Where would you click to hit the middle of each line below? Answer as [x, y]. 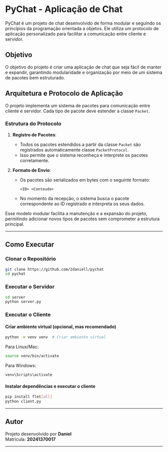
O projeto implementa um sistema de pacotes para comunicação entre [78, 105]
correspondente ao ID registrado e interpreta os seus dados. [82, 204]
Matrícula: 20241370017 [30, 439]
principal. [15, 224]
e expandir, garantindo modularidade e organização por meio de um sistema [84, 72]
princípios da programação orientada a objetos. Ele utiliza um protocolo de [82, 28]
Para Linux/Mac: [22, 347]
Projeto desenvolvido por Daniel [38, 434]
